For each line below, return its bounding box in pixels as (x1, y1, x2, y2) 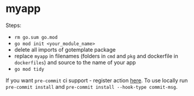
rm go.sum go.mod (14, 34, 58, 40)
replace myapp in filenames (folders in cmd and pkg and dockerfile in (14, 52, 178, 59)
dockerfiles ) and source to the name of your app (14, 59, 136, 66)
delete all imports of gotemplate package (14, 46, 116, 53)
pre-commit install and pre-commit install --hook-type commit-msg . (5, 83, 178, 90)
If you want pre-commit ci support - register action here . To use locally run (5, 77, 188, 84)
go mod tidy (14, 66, 44, 72)
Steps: (5, 22, 22, 29)
